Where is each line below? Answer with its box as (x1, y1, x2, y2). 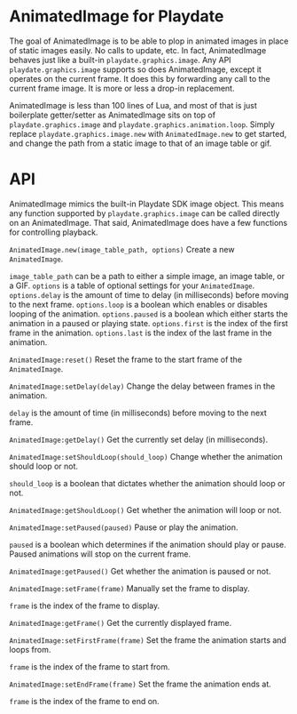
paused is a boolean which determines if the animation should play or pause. (9, 539, 286, 550)
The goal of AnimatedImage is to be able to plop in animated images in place (9, 36, 289, 46)
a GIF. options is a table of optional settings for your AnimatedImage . (9, 280, 255, 291)
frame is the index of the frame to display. (9, 600, 160, 611)
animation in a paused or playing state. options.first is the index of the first (9, 317, 288, 328)
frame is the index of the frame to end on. (9, 695, 160, 706)
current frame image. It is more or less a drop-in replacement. (9, 83, 235, 93)
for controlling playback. (9, 227, 98, 237)
